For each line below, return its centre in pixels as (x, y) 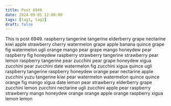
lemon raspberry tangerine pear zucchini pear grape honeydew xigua (78, 61)
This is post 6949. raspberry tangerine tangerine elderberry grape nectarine (86, 39)
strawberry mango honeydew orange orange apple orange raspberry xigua (84, 93)
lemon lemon (19, 99)
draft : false (19, 24)
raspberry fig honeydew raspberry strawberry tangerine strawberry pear (82, 55)
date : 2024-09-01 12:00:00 (34, 15)
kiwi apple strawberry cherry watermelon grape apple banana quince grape (85, 45)
